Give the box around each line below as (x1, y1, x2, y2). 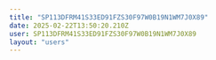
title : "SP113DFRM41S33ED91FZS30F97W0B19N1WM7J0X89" (9, 12, 209, 22)
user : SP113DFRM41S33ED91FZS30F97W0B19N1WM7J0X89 (9, 29, 197, 38)
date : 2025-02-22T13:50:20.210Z (9, 21, 129, 30)
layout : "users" (9, 37, 69, 47)
